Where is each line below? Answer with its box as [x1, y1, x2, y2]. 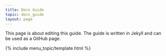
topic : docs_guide [5, 12, 44, 17]
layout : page [5, 16, 33, 21]
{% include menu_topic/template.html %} [5, 45, 91, 51]
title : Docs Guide [5, 7, 44, 12]
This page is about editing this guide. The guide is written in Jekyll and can [5, 30, 161, 36]
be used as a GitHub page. [5, 35, 61, 41]
